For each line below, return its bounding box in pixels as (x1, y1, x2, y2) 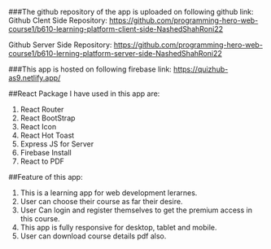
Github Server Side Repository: (8, 40, 112, 50)
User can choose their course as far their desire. (20, 197, 183, 206)
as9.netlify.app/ (8, 73, 61, 82)
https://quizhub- (173, 64, 229, 74)
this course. (20, 214, 60, 223)
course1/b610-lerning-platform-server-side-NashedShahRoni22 (8, 49, 222, 58)
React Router (20, 105, 64, 114)
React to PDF (20, 156, 65, 166)
